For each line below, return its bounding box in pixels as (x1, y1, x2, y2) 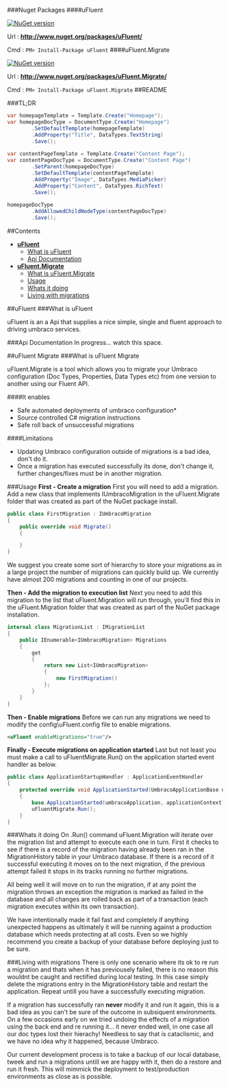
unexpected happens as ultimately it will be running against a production (7, 923, 212, 931)
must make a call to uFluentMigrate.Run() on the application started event (7, 753, 214, 762)
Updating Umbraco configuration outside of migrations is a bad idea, (16, 447, 211, 455)
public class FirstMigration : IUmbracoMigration (7, 510, 152, 517)
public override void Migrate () (19, 523, 112, 530)
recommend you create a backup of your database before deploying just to (7, 937, 219, 946)
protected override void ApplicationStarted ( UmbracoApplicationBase (19, 786, 219, 794)
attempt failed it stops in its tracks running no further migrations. (7, 867, 189, 876)
